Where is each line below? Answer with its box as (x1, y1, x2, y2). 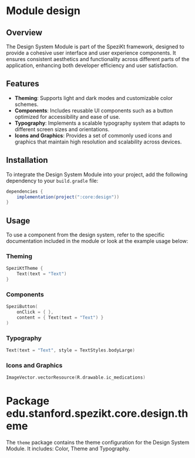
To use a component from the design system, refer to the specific (6, 231, 165, 239)
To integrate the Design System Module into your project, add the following (6, 171, 188, 178)
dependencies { (6, 188, 43, 195)
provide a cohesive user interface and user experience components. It (6, 49, 176, 56)
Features (6, 79, 39, 89)
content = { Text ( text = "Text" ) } (16, 315, 104, 321)
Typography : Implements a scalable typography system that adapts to (14, 119, 186, 126)
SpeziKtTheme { (6, 266, 43, 272)
